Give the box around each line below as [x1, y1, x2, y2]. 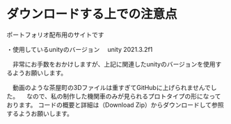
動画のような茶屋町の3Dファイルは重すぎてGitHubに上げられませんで [12, 83, 212, 91]
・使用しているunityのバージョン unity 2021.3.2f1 [6, 45, 153, 53]
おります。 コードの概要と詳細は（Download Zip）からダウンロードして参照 [6, 100, 224, 109]
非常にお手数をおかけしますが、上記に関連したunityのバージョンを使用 [12, 60, 216, 68]
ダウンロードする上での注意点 [6, 6, 178, 22]
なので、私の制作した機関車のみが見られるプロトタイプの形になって [26, 91, 221, 100]
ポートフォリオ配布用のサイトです [6, 30, 104, 39]
